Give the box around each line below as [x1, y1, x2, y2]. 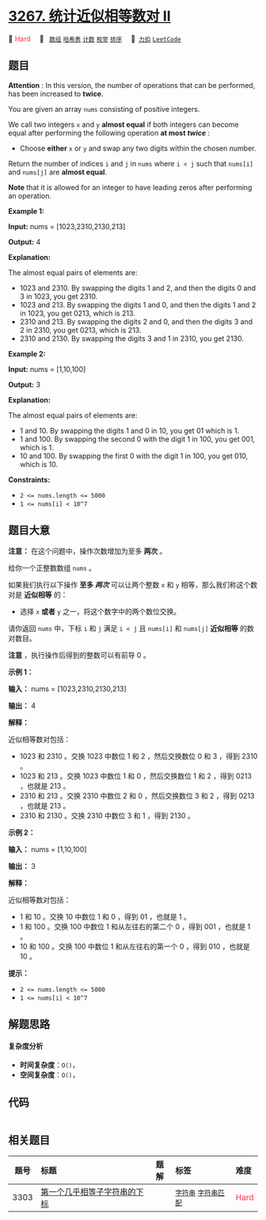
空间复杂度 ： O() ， [19, 1070, 80, 1080]
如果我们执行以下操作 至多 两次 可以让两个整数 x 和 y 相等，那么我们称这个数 [8, 579, 258, 589]
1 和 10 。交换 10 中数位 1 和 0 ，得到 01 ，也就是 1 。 [19, 912, 192, 921]
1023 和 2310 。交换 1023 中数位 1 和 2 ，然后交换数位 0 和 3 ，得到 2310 [19, 751, 258, 761]
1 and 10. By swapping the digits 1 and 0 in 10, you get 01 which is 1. [19, 426, 240, 435]
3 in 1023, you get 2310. [19, 291, 98, 301]
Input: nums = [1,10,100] [8, 364, 86, 373]
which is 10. [19, 459, 59, 468]
